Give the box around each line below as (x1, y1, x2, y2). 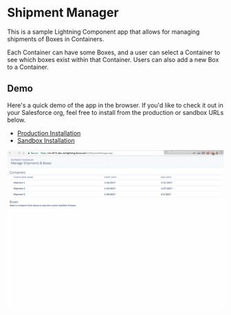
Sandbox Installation (16, 136, 75, 144)
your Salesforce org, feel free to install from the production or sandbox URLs (7, 108, 224, 116)
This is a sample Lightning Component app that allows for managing (7, 28, 200, 36)
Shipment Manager (7, 5, 119, 21)
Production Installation (16, 129, 81, 137)
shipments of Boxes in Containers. (7, 34, 104, 43)
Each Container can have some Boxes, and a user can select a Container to (7, 48, 221, 56)
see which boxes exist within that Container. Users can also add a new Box (7, 55, 219, 63)
